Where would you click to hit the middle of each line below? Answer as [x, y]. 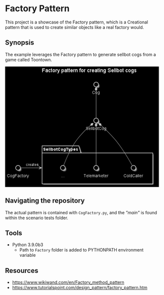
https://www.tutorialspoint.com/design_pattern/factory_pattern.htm [80, 288]
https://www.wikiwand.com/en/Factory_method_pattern [68, 282]
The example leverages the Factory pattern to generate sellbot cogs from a [81, 54]
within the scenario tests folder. [37, 218]
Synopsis [20, 43]
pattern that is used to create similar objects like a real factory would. [74, 27]
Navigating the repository [45, 201]
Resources [22, 270]
